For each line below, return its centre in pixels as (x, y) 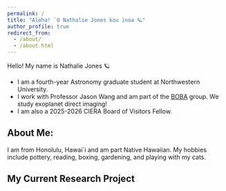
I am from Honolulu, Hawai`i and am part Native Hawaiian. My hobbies (107, 149)
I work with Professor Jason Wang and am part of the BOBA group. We (118, 97)
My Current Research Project (71, 179)
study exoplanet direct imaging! (62, 104)
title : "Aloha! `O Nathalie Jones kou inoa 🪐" (76, 20)
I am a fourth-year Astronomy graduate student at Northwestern (109, 82)
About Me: (30, 133)
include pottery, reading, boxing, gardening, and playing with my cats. (106, 157)
